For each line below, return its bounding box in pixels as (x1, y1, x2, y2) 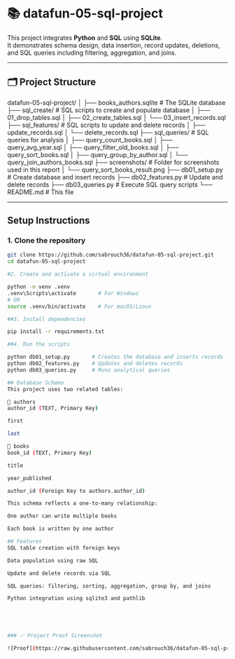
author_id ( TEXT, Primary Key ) (7, 405, 99, 412)
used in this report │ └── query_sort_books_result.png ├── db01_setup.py (7, 165, 224, 174)
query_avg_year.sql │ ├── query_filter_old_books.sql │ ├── (7, 143, 180, 151)
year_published (7, 475, 52, 482)
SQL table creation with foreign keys (7, 544, 120, 551)
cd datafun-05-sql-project (7, 258, 86, 265)
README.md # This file (7, 187, 75, 196)
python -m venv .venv (7, 283, 71, 291)
